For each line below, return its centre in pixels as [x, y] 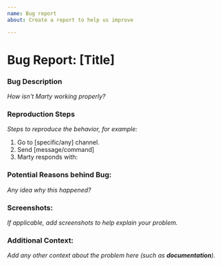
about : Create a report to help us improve [70, 20]
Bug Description [35, 81]
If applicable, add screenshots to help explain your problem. [92, 222]
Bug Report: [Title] [61, 60]
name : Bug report [32, 13]
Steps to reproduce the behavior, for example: [72, 129]
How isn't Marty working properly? [56, 96]
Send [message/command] [56, 150]
